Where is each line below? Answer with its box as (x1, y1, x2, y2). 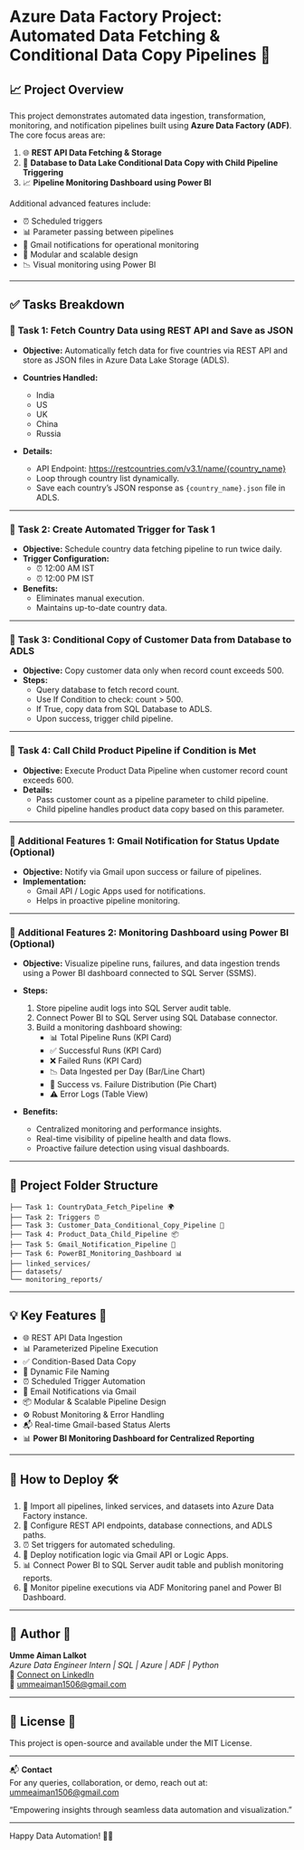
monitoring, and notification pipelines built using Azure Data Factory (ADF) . (9, 120, 292, 130)
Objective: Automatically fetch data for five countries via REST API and (22, 345, 288, 356)
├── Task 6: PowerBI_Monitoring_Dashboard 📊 (9, 1248, 183, 1258)
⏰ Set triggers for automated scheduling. (22, 1539, 176, 1550)
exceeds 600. (22, 774, 74, 785)
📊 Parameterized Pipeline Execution (22, 1342, 158, 1353)
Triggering (22, 167, 64, 177)
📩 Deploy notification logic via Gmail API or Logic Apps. (22, 1549, 229, 1560)
